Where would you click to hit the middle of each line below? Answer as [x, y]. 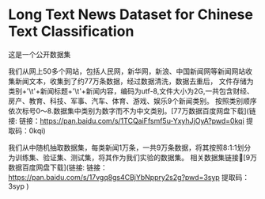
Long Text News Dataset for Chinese [131, 15]
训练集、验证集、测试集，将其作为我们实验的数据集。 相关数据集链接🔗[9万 [136, 157]
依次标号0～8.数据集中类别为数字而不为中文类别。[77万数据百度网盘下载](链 [132, 111]
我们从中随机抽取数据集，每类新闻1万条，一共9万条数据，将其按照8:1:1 [123, 147]
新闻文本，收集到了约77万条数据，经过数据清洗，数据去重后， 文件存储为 [134, 81]
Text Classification [71, 31]
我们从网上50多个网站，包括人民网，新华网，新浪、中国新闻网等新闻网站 [127, 71]
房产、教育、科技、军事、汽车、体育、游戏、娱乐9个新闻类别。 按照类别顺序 [132, 101]
